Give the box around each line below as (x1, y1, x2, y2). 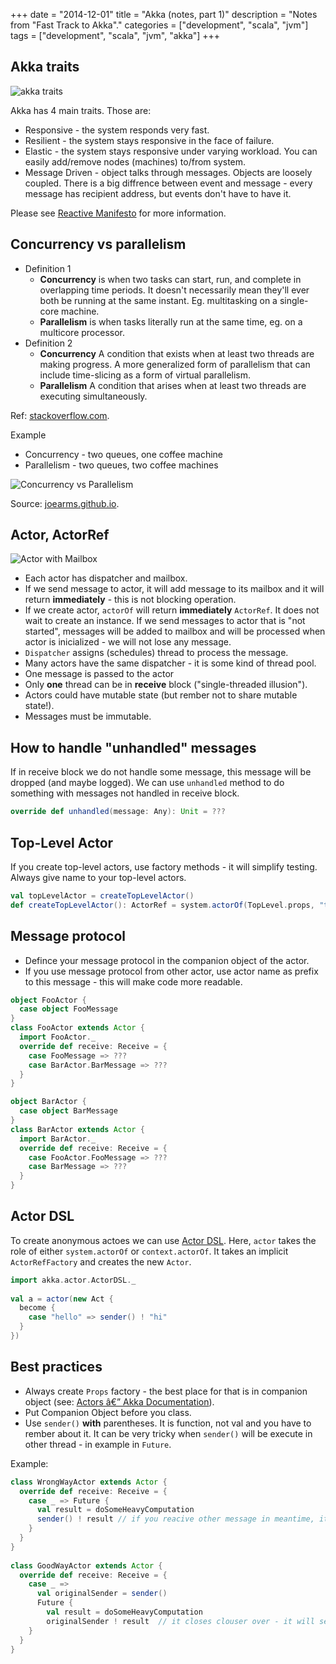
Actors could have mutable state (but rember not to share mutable (24, 689, 298, 701)
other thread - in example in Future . (24, 1438, 172, 1450)
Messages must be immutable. (24, 710, 152, 723)
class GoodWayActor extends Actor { (10, 1560, 163, 1571)
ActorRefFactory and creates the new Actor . (10, 1255, 192, 1268)
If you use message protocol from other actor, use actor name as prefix (24, 965, 319, 977)
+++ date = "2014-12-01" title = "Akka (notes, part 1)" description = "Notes (10, 9, 318, 20)
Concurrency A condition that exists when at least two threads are (39, 347, 315, 359)
